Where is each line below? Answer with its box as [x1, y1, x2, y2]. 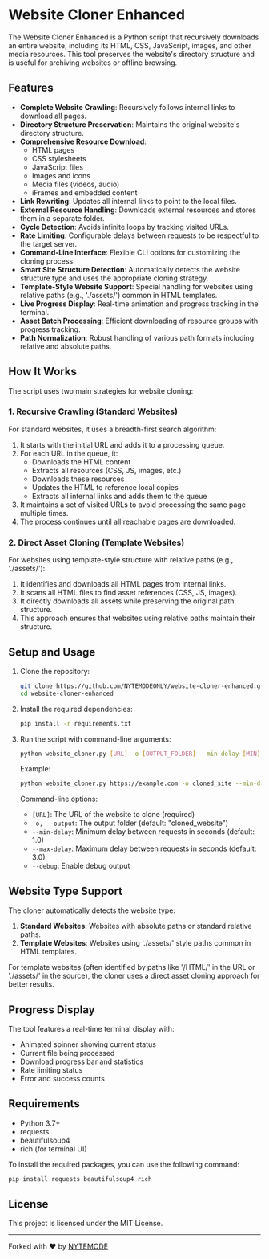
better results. [8, 979, 54, 989]
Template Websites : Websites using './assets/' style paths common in [19, 938, 251, 948]
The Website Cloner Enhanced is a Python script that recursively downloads [8, 32, 259, 42]
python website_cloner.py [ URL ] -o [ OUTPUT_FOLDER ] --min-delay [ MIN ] [19, 750, 261, 758]
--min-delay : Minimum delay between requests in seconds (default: [31, 827, 255, 836]
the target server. [19, 239, 78, 248]
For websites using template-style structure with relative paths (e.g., [8, 555, 234, 565]
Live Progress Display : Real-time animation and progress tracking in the [19, 299, 259, 309]
